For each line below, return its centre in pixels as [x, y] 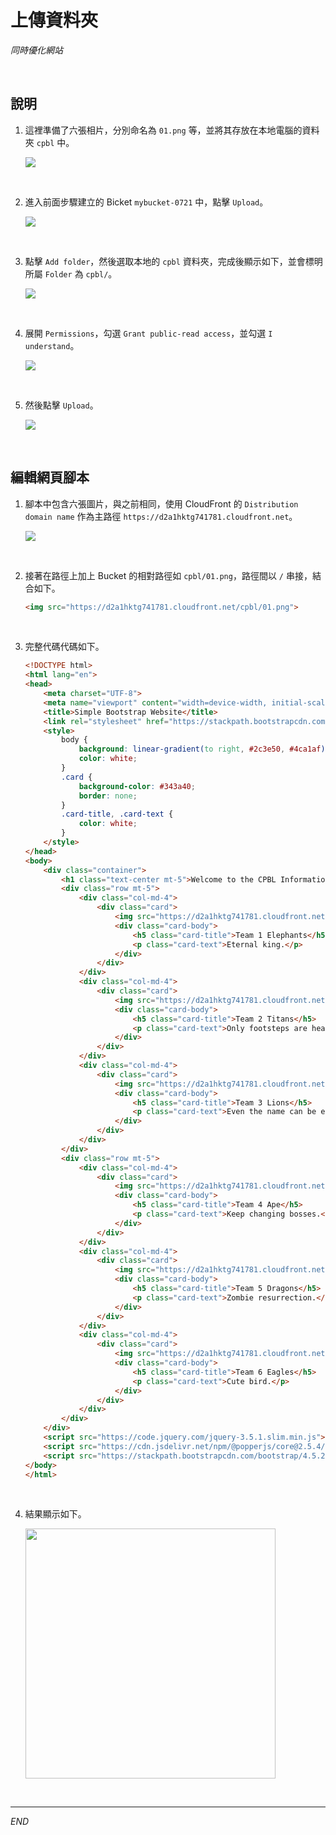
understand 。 [52, 345]
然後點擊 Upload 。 [61, 405]
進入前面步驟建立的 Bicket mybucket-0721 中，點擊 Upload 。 [146, 202]
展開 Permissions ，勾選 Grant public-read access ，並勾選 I [148, 333]
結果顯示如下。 [55, 1514]
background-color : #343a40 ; [137, 786]
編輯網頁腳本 [50, 477]
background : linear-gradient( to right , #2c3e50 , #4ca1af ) [202, 749]
